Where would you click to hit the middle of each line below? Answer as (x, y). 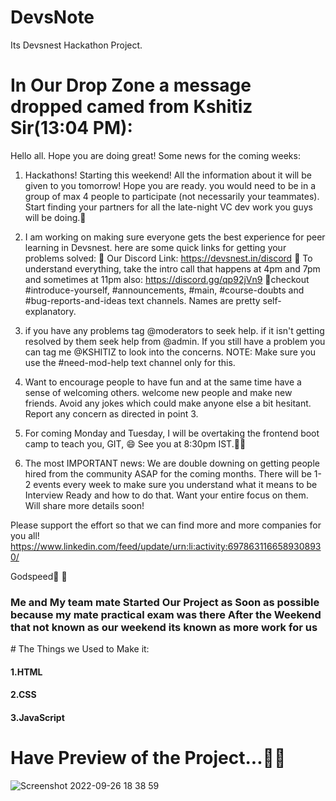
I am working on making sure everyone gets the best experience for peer (175, 237)
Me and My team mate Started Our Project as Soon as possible (165, 602)
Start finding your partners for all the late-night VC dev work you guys (168, 207)
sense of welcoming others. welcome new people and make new (158, 392)
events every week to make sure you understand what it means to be (175, 484)
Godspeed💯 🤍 (39, 576)
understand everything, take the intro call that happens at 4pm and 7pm (172, 268)
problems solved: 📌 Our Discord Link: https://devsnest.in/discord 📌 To (168, 258)
